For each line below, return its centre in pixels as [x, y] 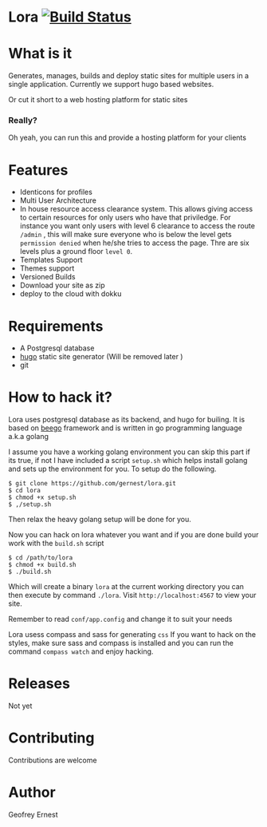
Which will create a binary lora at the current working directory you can [126, 587]
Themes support [47, 268]
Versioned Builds [47, 277]
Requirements [56, 326]
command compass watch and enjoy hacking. [81, 651]
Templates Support [51, 260]
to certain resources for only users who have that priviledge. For [125, 218]
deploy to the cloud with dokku [71, 294]
